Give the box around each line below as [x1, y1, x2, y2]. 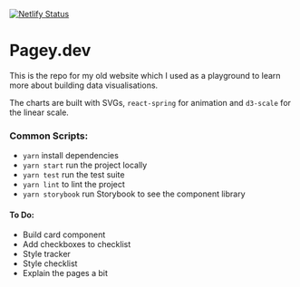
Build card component [22, 229, 106, 240]
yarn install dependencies [22, 150, 120, 161]
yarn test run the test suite [22, 169, 125, 180]
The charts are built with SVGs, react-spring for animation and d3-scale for [9, 97, 292, 108]
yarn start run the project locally [22, 159, 148, 171]
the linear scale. [9, 107, 70, 118]
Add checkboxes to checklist [22, 239, 131, 250]
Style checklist [22, 258, 78, 269]
